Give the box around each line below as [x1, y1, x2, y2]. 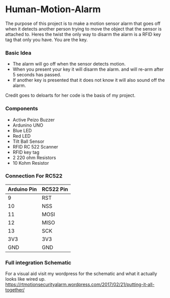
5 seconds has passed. [12, 72, 61, 78]
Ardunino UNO [12, 122, 44, 128]
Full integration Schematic [5, 259, 72, 266]
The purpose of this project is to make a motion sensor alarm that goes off [5, 20, 161, 26]
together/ [5, 287, 25, 293]
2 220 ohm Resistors [12, 154, 56, 161]
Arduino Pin [8, 186, 37, 193]
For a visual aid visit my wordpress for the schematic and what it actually [5, 271, 157, 277]
